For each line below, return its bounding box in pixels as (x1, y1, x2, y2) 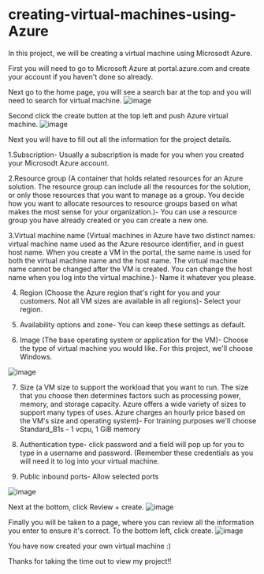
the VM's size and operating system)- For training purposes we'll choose (19, 416, 257, 425)
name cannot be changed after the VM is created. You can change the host (8, 264, 252, 274)
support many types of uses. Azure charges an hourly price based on (19, 408, 246, 417)
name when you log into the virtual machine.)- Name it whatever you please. (8, 272, 256, 281)
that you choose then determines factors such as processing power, (19, 390, 242, 400)
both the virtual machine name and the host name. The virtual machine (8, 255, 238, 265)
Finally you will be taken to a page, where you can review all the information (8, 517, 255, 527)
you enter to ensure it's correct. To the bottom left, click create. (8, 526, 214, 535)
